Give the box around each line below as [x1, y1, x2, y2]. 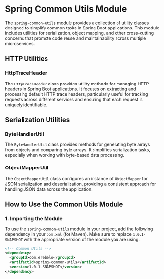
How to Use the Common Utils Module [5, 200, 123, 208]
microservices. [5, 40, 35, 46]
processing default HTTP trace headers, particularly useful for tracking [5, 91, 148, 97]
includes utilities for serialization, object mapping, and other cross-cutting [5, 30, 154, 36]
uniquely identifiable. [5, 102, 47, 108]
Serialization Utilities [5, 116, 70, 124]
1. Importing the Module [5, 215, 63, 222]
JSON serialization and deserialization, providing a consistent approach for [5, 181, 156, 187]
